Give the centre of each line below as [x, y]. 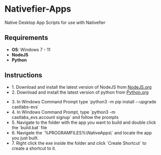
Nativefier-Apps [38, 9]
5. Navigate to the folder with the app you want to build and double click [84, 122]
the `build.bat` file [29, 127]
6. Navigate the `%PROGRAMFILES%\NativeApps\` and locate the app [81, 133]
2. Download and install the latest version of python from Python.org [80, 92]
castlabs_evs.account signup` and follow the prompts [65, 117]
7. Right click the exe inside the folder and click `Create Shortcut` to [79, 143]
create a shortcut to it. [34, 148]
